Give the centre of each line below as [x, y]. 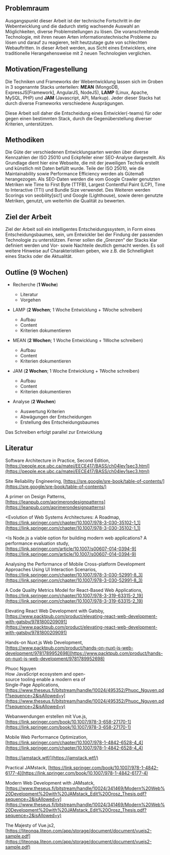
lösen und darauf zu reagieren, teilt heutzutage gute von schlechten [76, 42]
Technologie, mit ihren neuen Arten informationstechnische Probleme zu [81, 37]
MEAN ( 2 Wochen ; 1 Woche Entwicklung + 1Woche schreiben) [78, 341]
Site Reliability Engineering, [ [35, 481]
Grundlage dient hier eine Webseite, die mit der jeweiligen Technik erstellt [82, 163]
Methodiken [25, 140]
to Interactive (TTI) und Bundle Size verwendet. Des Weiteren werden [78, 190]
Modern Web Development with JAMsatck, [50, 783]
